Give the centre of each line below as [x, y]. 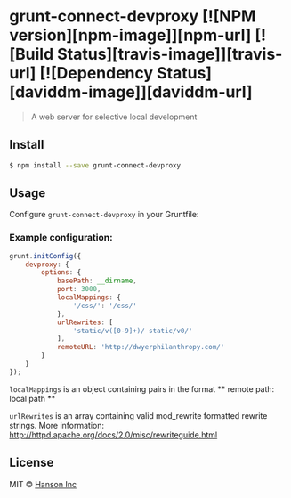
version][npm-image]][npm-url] [130, 35]
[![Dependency [97, 73]
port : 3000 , [79, 290]
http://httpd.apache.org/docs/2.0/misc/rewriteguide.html [113, 435]
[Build [32, 54]
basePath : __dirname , [97, 281]
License [32, 463]
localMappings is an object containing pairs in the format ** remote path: [142, 388]
